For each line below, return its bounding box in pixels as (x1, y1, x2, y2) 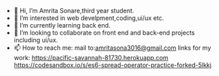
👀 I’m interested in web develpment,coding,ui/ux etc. (13, 14, 164, 22)
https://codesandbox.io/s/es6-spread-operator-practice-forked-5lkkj (13, 61, 212, 69)
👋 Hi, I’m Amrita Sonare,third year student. (13, 7, 134, 15)
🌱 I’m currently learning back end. (13, 21, 111, 29)
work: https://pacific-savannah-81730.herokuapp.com (13, 54, 168, 61)
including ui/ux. (13, 36, 58, 44)
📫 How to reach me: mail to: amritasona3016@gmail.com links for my (13, 44, 211, 52)
